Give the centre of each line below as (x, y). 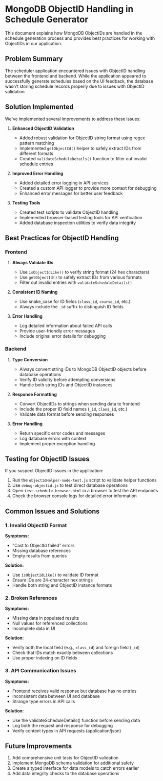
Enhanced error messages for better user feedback (71, 193)
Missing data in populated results (45, 618)
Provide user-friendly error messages (57, 331)
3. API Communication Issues (41, 671)
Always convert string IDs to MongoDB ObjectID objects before (83, 369)
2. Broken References (31, 598)
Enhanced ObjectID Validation (43, 128)
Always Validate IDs (33, 263)
